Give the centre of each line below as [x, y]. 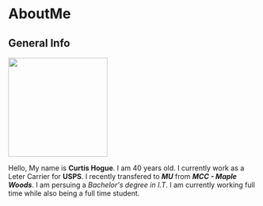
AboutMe [40, 14]
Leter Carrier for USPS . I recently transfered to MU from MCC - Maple [123, 176]
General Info [39, 43]
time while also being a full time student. [74, 193]
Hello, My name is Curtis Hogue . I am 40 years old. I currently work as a [126, 168]
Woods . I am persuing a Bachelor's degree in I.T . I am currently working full [132, 185]
